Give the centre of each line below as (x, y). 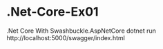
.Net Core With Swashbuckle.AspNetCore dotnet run (81, 31)
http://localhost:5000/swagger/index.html (66, 37)
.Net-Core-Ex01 (52, 12)
